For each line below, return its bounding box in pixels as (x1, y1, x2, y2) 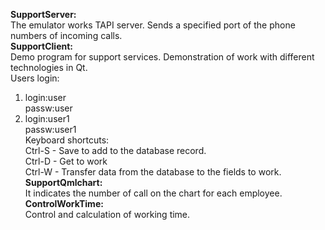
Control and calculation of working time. (24, 209, 191, 220)
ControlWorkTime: (24, 198, 104, 209)
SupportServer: (10, 9, 77, 20)
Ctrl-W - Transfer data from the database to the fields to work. (24, 166, 282, 178)
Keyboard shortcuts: (24, 134, 110, 146)
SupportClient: (10, 40, 74, 52)
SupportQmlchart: (24, 177, 103, 188)
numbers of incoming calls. (10, 30, 123, 41)
